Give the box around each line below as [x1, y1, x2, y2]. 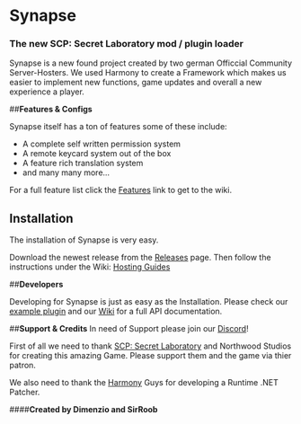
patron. [9, 360, 36, 371]
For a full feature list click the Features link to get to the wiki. [9, 185, 232, 196]
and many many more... [22, 167, 111, 178]
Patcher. [9, 387, 40, 398]
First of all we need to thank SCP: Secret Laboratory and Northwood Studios [9, 340, 292, 351]
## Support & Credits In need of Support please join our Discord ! [9, 323, 249, 334]
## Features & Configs [9, 104, 93, 115]
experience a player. [9, 86, 85, 97]
